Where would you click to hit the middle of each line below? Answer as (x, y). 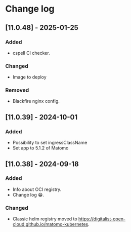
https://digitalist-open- (102, 219)
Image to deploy (29, 77)
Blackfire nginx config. (36, 101)
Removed (17, 90)
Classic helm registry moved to (45, 219)
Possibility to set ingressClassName (50, 143)
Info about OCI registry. (37, 189)
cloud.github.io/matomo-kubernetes (50, 224)
